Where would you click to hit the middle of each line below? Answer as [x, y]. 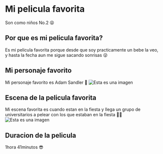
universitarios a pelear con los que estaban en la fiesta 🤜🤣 [64, 115]
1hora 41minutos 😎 [24, 147]
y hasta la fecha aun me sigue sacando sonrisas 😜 [56, 55]
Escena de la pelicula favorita [51, 97]
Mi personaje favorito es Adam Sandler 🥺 [46, 82]
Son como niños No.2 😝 [30, 23]
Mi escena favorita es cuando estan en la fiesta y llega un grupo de [73, 109]
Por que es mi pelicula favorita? [54, 38]
